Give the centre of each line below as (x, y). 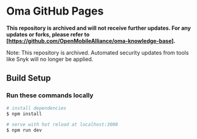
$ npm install (24, 114)
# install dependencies (36, 108)
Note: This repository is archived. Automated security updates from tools (98, 52)
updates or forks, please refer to (48, 34)
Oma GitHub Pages (55, 11)
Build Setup (29, 78)
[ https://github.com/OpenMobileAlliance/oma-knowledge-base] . (91, 41)
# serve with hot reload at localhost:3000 (62, 125)
